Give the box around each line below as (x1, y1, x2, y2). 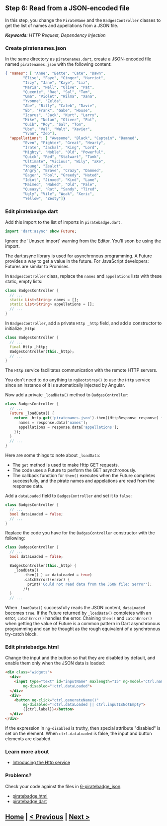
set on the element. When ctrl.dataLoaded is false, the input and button (5, 730, 153, 736)
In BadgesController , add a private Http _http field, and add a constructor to (5, 320, 162, 326)
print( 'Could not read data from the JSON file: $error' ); (27, 582, 153, 587)
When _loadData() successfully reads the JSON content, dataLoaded (5, 605, 145, 611)
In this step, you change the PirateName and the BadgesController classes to (5, 17, 161, 23)
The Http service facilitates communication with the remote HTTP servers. (5, 367, 158, 373)
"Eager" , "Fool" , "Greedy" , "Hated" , (23, 173, 101, 178)
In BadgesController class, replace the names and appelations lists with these (5, 273, 162, 279)
